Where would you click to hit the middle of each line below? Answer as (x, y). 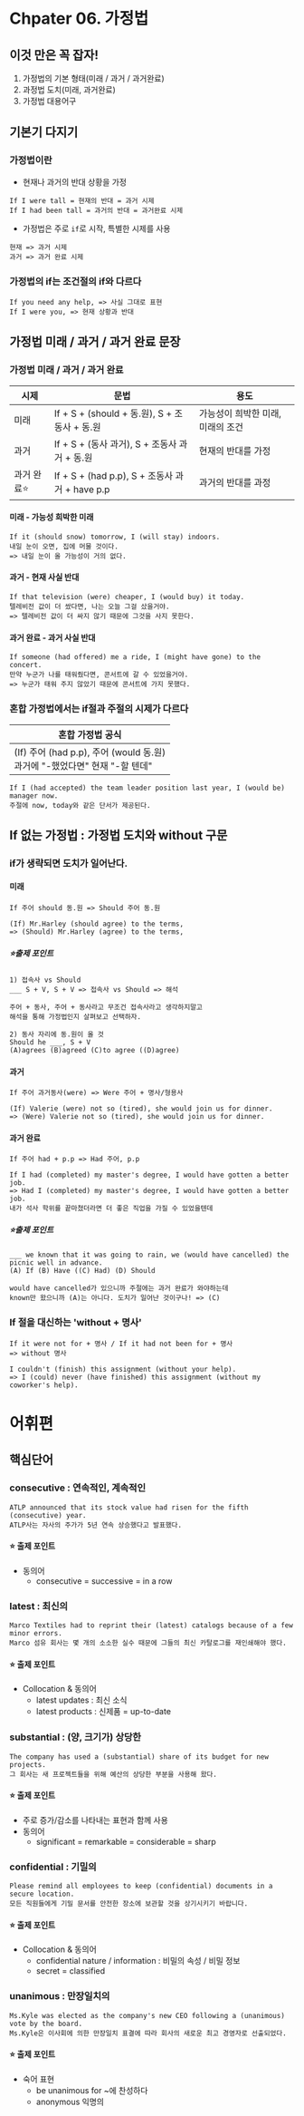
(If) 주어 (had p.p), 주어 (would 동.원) (90, 752)
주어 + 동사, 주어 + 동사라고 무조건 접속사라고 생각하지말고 (106, 1007)
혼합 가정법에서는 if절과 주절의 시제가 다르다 (99, 709)
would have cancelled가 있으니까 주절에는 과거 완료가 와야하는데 (119, 1288)
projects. (28, 1764)
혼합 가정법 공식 (90, 734)
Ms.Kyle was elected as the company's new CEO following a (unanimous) (147, 2015)
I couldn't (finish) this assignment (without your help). (123, 1369)
